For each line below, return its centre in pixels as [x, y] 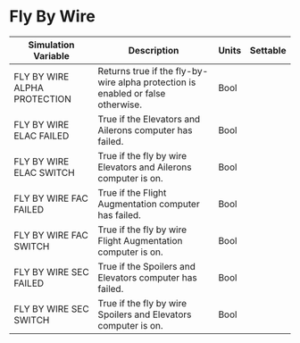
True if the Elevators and [149, 119]
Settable [268, 50]
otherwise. [120, 105]
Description [154, 50]
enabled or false [132, 93]
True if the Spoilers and [147, 266]
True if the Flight [132, 192]
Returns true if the [136, 71]
